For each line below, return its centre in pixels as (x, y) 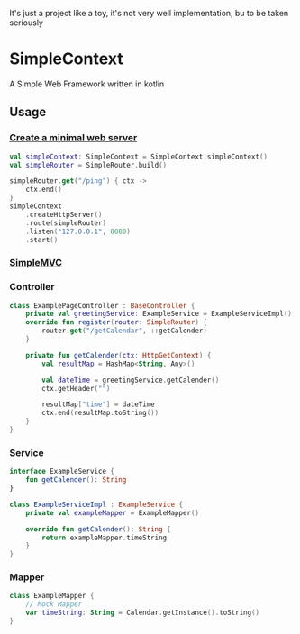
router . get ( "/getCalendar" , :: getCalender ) (124, 331)
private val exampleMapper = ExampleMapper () (113, 512)
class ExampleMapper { (52, 596)
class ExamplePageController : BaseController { (102, 305)
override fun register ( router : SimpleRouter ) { (116, 322)
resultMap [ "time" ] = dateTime (98, 404)
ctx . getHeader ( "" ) (76, 388)
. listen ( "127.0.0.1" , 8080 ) (78, 231)
